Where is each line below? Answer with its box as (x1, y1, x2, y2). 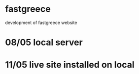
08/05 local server (5, 37, 83, 48)
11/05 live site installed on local (5, 59, 135, 71)
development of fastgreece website (5, 20, 77, 25)
